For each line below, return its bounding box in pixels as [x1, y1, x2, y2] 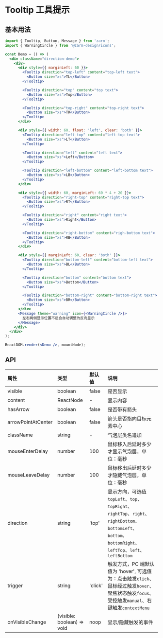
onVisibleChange [7, 619, 47, 625]
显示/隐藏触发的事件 [107, 619, 154, 625]
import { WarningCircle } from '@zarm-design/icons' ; [5, 43, 116, 48]
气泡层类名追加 [107, 431, 142, 438]
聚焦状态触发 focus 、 [107, 589, 154, 596]
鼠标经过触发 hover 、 [107, 582, 154, 589]
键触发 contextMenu [107, 604, 150, 611]
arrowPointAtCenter [7, 419, 53, 425]
